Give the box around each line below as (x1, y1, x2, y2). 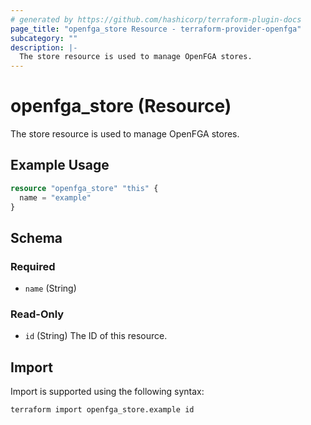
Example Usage (10, 157, 110, 174)
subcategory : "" (10, 33, 78, 43)
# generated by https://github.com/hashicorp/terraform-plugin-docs (10, 14, 302, 25)
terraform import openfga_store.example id (10, 405, 195, 415)
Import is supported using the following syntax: (10, 386, 205, 398)
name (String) (24, 282, 77, 295)
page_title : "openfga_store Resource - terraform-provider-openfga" (10, 24, 302, 34)
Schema (10, 229, 63, 246)
